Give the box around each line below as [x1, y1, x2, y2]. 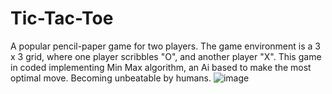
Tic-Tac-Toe [10, 7, 114, 30]
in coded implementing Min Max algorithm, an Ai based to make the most [10, 61, 312, 73]
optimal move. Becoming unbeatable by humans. [10, 72, 212, 84]
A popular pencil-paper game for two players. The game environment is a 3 [10, 40, 321, 52]
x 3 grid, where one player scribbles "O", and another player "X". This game [10, 50, 322, 62]
